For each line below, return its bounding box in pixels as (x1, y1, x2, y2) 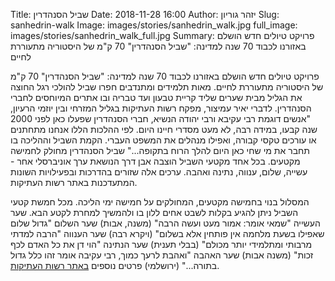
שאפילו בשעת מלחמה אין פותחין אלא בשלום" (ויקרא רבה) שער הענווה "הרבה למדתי (10, 228, 325, 239)
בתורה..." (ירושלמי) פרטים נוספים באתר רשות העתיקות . (10, 260, 220, 271)
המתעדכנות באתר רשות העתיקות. (10, 177, 138, 188)
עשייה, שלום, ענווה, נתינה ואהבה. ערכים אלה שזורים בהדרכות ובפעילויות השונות (10, 166, 308, 178)
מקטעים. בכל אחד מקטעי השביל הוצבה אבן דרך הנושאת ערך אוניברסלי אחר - (10, 155, 301, 167)
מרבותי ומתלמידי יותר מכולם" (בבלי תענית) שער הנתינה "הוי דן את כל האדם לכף (10, 239, 313, 250)
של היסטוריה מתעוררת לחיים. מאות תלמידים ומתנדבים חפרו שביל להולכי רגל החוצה (10, 81, 324, 93)
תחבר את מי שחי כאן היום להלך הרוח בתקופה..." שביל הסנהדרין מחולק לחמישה (10, 145, 310, 156)
